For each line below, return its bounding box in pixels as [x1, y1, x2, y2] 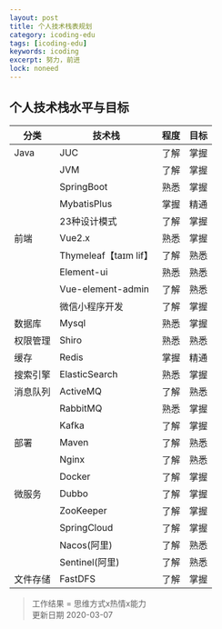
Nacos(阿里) [59, 538, 113, 551]
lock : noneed [9, 65, 59, 74]
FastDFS [59, 572, 96, 584]
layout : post [9, 13, 59, 23]
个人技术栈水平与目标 [9, 100, 129, 115]
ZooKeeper [59, 504, 107, 516]
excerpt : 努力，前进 [9, 55, 80, 65]
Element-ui [59, 265, 108, 278]
